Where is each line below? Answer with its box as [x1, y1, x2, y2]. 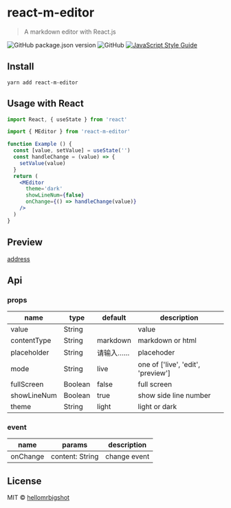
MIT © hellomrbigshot [7, 494, 70, 502]
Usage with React [7, 98, 84, 109]
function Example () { [7, 141, 72, 148]
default [102, 313, 126, 322]
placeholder [10, 348, 49, 357]
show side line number [137, 390, 211, 400]
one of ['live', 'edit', [137, 360, 201, 369]
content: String [50, 452, 99, 461]
